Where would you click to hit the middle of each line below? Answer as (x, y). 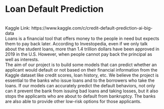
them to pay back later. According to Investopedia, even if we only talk (76, 43)
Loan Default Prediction (54, 9)
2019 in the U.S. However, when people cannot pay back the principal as (79, 54)
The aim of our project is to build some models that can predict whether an (81, 65)
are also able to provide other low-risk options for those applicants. (73, 101)
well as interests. (22, 59)
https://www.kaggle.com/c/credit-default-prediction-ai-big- (92, 28)
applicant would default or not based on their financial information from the (81, 70)
